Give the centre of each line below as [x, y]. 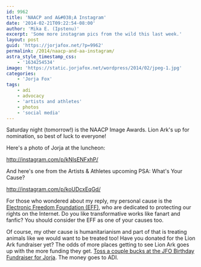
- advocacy [31, 96]
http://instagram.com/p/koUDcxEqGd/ [53, 189]
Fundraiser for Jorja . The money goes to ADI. [62, 257]
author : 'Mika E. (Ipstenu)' [43, 29]
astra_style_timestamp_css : [42, 57]
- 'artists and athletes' [50, 101]
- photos [28, 107]
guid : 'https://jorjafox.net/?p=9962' [55, 46]
